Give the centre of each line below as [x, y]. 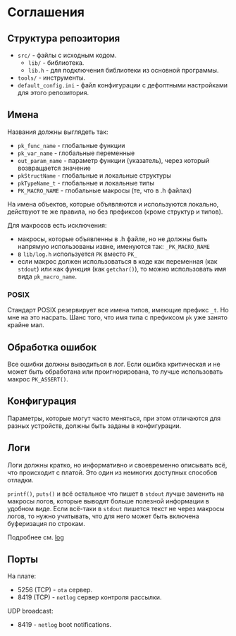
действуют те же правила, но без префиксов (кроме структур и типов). [115, 212]
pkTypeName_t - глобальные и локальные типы [86, 183]
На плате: [22, 576]
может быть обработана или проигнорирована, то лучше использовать [115, 372]
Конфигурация [42, 402]
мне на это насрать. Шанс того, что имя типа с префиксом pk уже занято [117, 317]
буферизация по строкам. [46, 523]
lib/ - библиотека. [56, 63]
